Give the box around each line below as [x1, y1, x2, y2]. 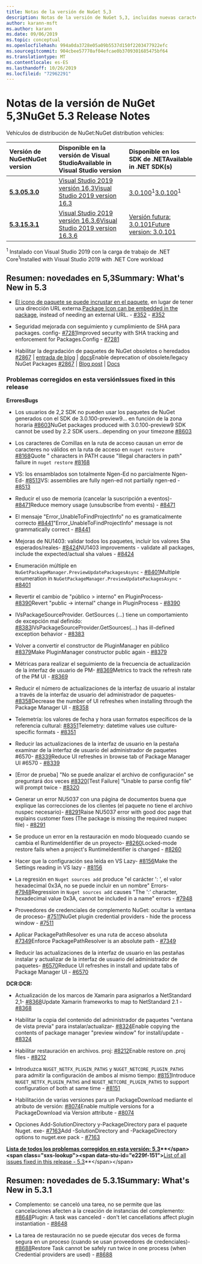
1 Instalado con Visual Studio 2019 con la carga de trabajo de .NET [6, 247, 170, 255]
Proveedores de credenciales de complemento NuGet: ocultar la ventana [14, 906, 196, 913]
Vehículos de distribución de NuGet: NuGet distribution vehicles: [6, 129, 164, 136]
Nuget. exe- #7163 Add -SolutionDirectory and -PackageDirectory [14, 1127, 177, 1134]
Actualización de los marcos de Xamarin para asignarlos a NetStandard [14, 991, 192, 999]
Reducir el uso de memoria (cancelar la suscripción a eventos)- [14, 494, 173, 502]
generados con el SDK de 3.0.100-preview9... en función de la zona [14, 415, 182, 422]
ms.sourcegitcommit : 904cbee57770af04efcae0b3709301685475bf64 [6, 48, 168, 54]
